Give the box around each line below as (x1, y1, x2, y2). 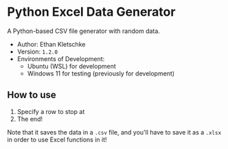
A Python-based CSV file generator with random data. (7, 27, 160, 35)
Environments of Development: (16, 54, 105, 62)
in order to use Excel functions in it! (7, 135, 108, 144)
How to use (7, 89, 56, 101)
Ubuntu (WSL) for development (27, 62, 116, 70)
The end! (16, 115, 43, 123)
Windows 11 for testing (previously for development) (27, 69, 175, 78)
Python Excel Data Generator (7, 4, 176, 20)
